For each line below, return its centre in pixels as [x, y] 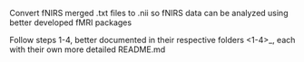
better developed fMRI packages [71, 22]
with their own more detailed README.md [88, 49]
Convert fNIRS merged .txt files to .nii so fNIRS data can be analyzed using [149, 13]
